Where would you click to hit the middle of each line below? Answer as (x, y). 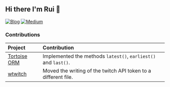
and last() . (56, 63)
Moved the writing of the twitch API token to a (97, 71)
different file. (58, 77)
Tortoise (18, 56)
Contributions (23, 34)
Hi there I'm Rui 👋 (33, 9)
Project (17, 48)
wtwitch (17, 74)
